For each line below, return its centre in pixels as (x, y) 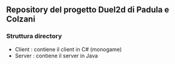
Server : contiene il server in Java (56, 56)
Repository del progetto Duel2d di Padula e (88, 10)
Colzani (21, 19)
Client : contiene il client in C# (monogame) (68, 49)
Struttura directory (34, 36)
